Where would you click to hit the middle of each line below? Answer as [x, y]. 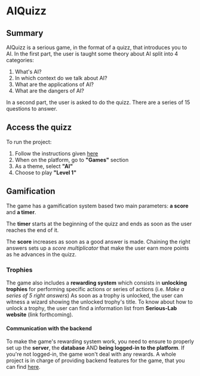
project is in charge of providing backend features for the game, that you [96, 360]
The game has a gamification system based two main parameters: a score [98, 206]
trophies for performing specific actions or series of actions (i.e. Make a [95, 289]
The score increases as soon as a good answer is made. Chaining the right [98, 242]
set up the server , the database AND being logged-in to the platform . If [96, 348]
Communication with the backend [49, 328]
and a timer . [21, 212]
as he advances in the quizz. [41, 254]
